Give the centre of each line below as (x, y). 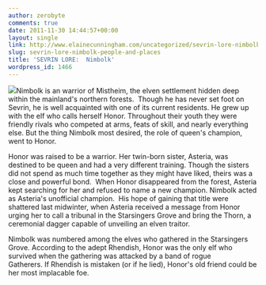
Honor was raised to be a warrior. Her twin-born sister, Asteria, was (118, 156)
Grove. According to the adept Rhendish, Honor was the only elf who (120, 247)
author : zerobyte (37, 15)
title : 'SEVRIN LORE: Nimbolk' (61, 60)
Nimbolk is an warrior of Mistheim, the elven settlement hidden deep (128, 90)
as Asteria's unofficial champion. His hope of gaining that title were (118, 198)
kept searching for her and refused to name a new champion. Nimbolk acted (133, 190)
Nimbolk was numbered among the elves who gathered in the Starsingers (128, 239)
